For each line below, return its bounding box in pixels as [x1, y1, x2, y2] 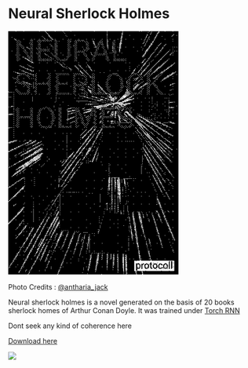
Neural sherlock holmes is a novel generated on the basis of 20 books [8, 297, 235, 307]
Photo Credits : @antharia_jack [8, 282, 108, 291]
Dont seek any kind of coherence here [8, 321, 132, 330]
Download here [8, 336, 57, 345]
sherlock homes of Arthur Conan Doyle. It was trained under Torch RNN [8, 305, 241, 315]
